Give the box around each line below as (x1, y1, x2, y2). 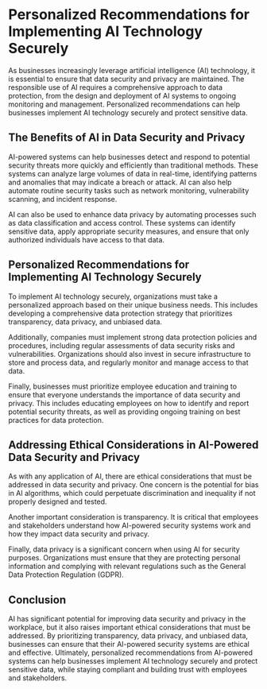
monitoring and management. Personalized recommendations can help (8, 99, 241, 109)
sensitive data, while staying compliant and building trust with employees (8, 665, 248, 675)
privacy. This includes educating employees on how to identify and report (8, 398, 250, 408)
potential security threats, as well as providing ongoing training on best (8, 407, 241, 416)
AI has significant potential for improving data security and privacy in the (8, 614, 246, 624)
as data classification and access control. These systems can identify (8, 218, 236, 227)
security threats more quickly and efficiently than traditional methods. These (8, 161, 258, 170)
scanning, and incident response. (8, 194, 118, 203)
